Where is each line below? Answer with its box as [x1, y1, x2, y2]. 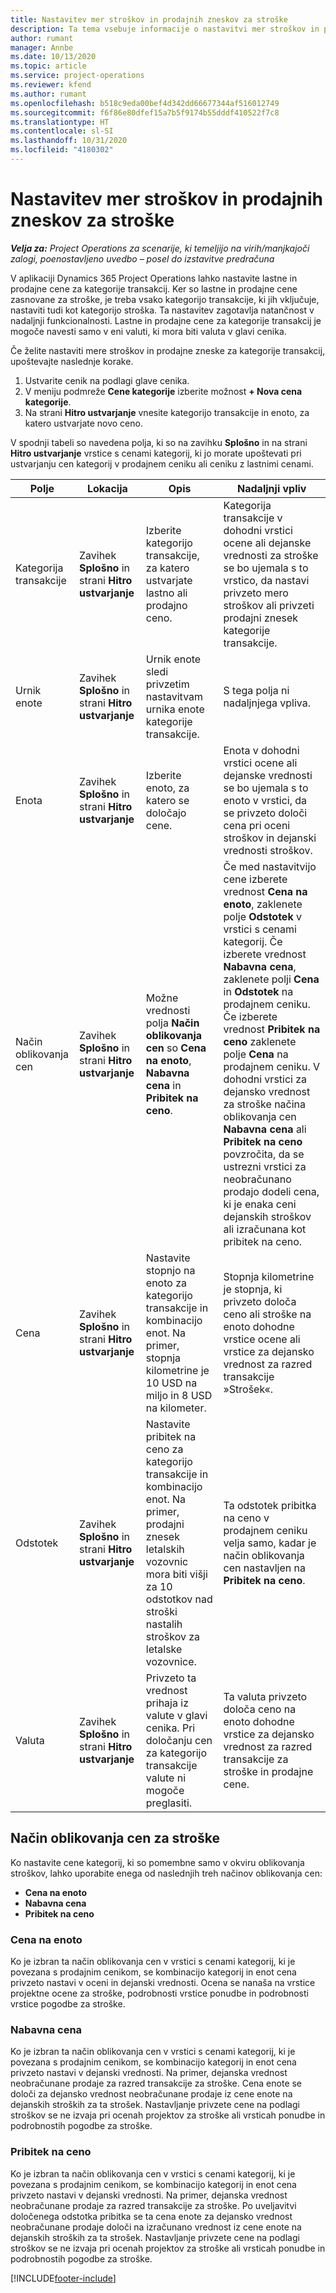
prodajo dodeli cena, [223, 1184, 320, 1198]
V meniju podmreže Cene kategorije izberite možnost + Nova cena [24, 385, 303, 397]
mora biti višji [145, 1567, 208, 1581]
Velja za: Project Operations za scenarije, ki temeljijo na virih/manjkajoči [10, 242, 310, 254]
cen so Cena [145, 1041, 207, 1055]
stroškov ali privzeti [223, 598, 315, 612]
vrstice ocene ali [223, 1332, 301, 1346]
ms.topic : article [10, 61, 87, 71]
